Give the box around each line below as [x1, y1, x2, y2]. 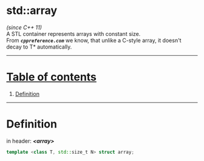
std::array [6, 4, 58, 18]
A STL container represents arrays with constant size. [6, 30, 141, 37]
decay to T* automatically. [6, 43, 72, 50]
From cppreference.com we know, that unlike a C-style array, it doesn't [6, 36, 182, 44]
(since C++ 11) [6, 24, 42, 31]
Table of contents [6, 70, 97, 84]
